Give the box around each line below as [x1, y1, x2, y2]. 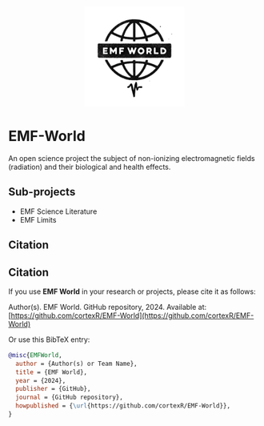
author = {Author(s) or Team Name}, [15, 360, 138, 368]
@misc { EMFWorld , [8, 351, 62, 359]
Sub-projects [8, 185, 76, 199]
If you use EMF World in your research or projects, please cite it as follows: [8, 287, 256, 296]
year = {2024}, [15, 376, 66, 384]
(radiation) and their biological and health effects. [8, 162, 171, 171]
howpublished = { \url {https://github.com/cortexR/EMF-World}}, [15, 402, 230, 410]
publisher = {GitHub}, [15, 385, 91, 393]
